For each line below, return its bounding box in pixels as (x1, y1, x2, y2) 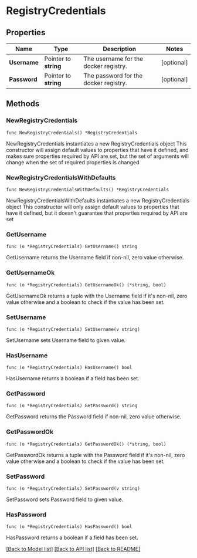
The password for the (83, 72, 142, 80)
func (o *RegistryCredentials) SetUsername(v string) (6, 326, 141, 332)
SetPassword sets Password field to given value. (6, 496, 124, 503)
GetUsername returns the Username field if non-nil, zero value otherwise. (6, 254, 184, 261)
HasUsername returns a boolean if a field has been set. (6, 375, 140, 382)
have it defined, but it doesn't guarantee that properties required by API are (6, 209, 188, 217)
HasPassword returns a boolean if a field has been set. (6, 534, 139, 541)
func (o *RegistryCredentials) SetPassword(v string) (6, 486, 141, 492)
